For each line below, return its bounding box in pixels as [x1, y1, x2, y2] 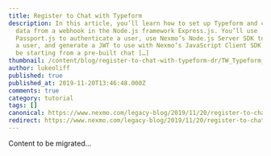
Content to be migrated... [8, 138, 92, 148]
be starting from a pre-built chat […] [15, 49, 150, 57]
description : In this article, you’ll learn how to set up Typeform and [8, 19, 258, 27]
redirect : [8, 117, 42, 125]
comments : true [8, 86, 60, 95]
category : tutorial [8, 94, 74, 102]
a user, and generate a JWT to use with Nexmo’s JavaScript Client [15, 42, 248, 50]
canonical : [8, 109, 45, 117]
